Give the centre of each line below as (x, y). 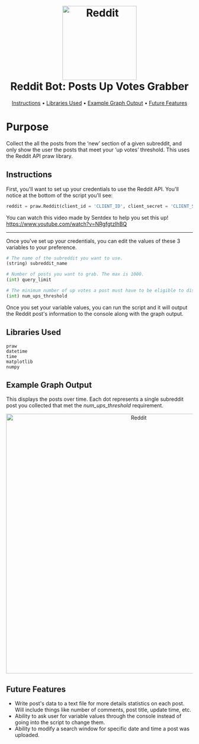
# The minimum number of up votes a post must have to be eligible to (95, 291)
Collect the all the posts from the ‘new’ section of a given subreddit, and (94, 143)
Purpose (28, 127)
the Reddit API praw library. (39, 156)
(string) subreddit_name (37, 264)
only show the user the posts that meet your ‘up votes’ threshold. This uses (98, 150)
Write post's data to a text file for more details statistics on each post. (99, 704)
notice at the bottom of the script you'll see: (60, 195)
